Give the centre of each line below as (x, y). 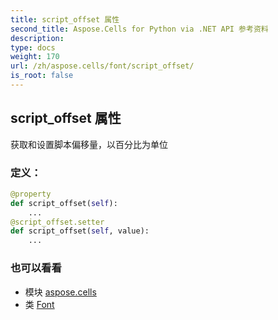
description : (37, 38)
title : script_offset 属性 (65, 19)
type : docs (33, 47)
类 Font (39, 304)
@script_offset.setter (57, 222)
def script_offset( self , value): (80, 231)
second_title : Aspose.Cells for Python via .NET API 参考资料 (139, 29)
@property (31, 194)
